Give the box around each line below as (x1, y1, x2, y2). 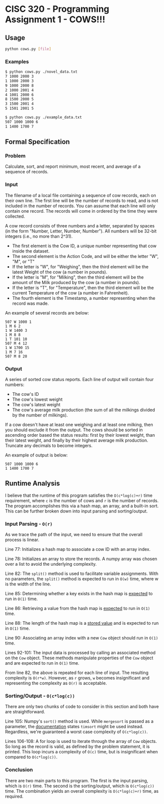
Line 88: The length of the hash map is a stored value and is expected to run (5, 620, 159, 626)
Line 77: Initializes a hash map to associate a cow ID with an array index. (5, 547, 151, 552)
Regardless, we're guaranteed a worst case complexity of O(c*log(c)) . (5, 729, 148, 735)
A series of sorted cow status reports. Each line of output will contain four (5, 376, 154, 382)
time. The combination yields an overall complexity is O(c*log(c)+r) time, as (5, 788, 159, 794)
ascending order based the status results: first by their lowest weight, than (5, 432, 155, 438)
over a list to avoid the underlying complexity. (5, 561, 97, 567)
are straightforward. (5, 709, 46, 715)
